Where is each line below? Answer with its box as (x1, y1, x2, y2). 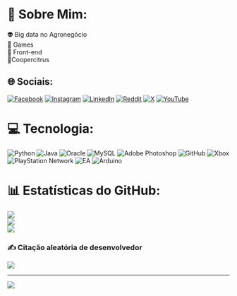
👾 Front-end (7, 47, 42, 56)
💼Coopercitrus (7, 55, 49, 64)
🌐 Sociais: (7, 76, 54, 88)
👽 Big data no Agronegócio (7, 30, 87, 38)
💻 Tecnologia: (7, 120, 94, 136)
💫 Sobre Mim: (7, 6, 87, 23)
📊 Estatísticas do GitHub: (7, 182, 161, 199)
